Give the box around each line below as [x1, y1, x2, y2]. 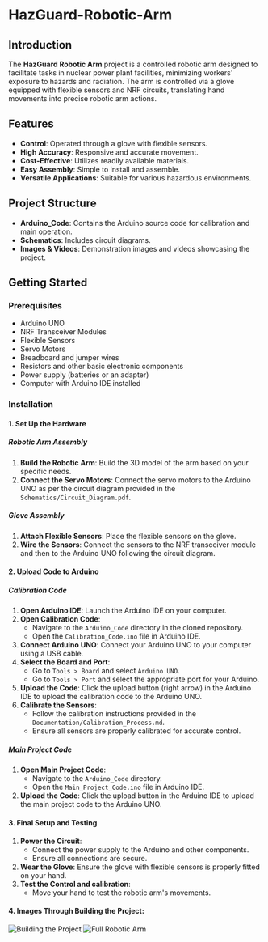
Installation [8, 399, 54, 410]
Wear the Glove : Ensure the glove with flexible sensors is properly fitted [19, 862, 261, 872]
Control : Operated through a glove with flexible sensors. [19, 138, 208, 148]
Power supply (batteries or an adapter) [19, 370, 149, 380]
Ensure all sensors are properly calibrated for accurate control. [31, 726, 241, 736]
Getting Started [8, 276, 88, 290]
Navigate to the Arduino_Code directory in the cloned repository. [31, 623, 244, 633]
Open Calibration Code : [19, 614, 101, 624]
